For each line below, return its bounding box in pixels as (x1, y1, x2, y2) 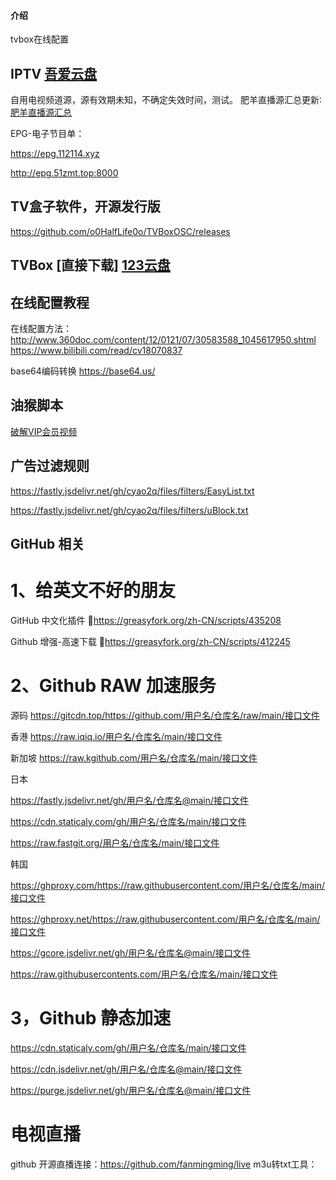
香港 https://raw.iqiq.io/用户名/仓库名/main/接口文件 (10, 730, 223, 742)
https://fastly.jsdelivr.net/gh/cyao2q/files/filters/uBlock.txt (10, 504, 249, 516)
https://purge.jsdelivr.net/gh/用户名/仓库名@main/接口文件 (10, 1084, 252, 1096)
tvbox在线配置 (10, 33, 70, 45)
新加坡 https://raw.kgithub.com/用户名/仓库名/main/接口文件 (10, 751, 258, 764)
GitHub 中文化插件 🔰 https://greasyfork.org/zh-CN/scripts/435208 (10, 614, 282, 626)
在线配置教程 (10, 294, 90, 311)
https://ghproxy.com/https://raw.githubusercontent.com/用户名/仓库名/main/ (10, 879, 326, 891)
